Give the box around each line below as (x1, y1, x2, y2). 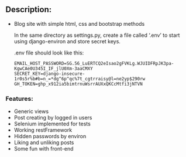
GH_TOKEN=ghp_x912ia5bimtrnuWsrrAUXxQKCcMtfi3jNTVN (13, 81, 143, 87)
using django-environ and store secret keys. (13, 37, 121, 45)
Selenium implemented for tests (13, 120, 91, 128)
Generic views (13, 108, 49, 115)
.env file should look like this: (13, 49, 84, 56)
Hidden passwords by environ (13, 133, 87, 140)
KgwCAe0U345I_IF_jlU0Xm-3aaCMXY (13, 66, 93, 71)
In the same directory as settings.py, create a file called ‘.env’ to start (13, 32, 180, 39)
